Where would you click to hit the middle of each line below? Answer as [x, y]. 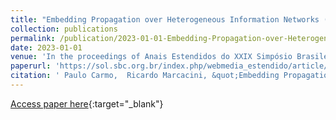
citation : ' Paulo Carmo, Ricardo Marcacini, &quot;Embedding [145, 76]
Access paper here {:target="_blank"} [87, 103]
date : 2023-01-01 [46, 47]
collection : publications [64, 29]
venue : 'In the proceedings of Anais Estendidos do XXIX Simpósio [151, 57]
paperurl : [31, 66]
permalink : [33, 38]
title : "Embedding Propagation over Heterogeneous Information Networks [165, 19]
